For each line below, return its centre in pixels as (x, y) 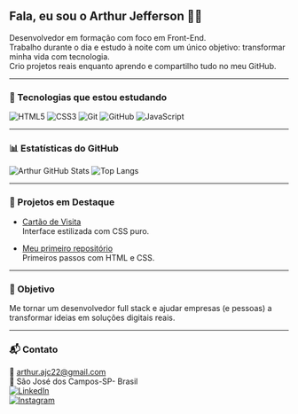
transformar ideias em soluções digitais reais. (92, 317)
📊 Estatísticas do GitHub (64, 149)
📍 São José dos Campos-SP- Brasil (74, 381)
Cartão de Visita (51, 222)
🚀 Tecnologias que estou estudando (88, 97)
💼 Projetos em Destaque (62, 202)
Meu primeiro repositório (67, 248)
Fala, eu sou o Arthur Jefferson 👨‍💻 (106, 16)
